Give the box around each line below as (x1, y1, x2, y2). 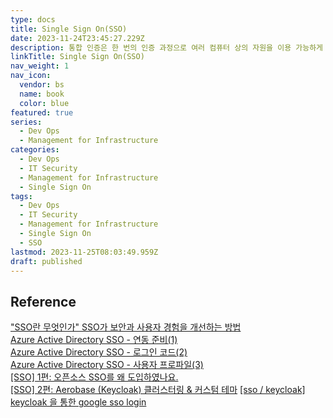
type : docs (10, 14, 56, 25)
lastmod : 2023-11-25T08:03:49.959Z (10, 247, 159, 257)
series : (10, 117, 43, 127)
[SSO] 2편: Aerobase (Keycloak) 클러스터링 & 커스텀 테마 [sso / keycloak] (10, 384, 306, 396)
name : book (19, 89, 65, 99)
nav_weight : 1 (10, 61, 70, 71)
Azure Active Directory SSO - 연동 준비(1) (10, 334, 178, 346)
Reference (10, 293, 77, 310)
